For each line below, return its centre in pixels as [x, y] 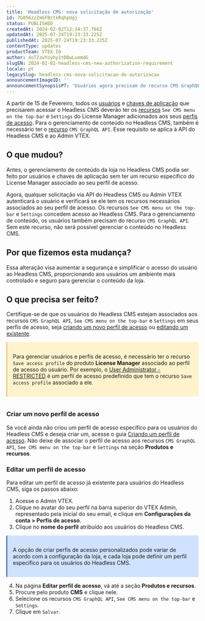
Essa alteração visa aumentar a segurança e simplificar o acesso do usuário [102, 267]
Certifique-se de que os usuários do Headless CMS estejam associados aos [102, 314]
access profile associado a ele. [53, 383]
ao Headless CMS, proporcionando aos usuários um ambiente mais [91, 274]
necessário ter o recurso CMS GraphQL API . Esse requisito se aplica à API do [101, 129]
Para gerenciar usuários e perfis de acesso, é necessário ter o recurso [102, 357]
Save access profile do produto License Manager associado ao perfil [102, 363]
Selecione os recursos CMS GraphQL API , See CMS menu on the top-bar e [105, 599]
